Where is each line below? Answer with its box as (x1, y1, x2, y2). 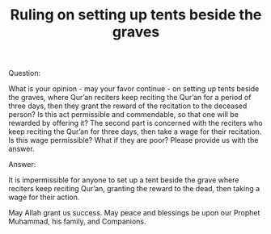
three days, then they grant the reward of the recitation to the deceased (8, 101, 248, 111)
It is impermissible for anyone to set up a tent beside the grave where (8, 175, 239, 185)
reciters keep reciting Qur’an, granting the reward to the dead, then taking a (8, 184, 260, 194)
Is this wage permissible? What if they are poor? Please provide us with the (8, 136, 259, 145)
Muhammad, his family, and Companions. (8, 216, 147, 227)
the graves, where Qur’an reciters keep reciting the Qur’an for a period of (8, 93, 252, 102)
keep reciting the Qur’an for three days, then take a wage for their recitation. (8, 127, 262, 136)
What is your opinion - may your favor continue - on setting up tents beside (8, 84, 260, 94)
